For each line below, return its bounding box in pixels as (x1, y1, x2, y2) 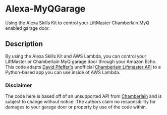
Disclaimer (5, 82, 32, 89)
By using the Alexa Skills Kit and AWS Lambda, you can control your (5, 53, 147, 59)
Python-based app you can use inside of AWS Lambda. (5, 69, 121, 75)
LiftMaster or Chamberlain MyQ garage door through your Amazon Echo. (5, 59, 157, 65)
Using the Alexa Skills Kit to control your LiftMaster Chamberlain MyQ (5, 20, 150, 26)
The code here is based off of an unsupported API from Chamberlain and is (5, 93, 162, 99)
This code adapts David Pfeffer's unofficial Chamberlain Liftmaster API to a (5, 64, 161, 70)
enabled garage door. (5, 25, 50, 31)
